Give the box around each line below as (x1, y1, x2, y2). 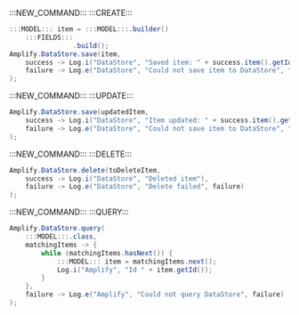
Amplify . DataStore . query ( (9, 224, 105, 233)
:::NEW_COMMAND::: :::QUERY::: (9, 206, 129, 217)
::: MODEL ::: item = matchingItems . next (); (56, 257, 217, 266)
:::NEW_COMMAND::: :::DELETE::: (9, 149, 132, 159)
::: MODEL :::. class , (25, 232, 98, 241)
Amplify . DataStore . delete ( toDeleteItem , (9, 166, 162, 174)
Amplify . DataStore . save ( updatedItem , (9, 108, 149, 117)
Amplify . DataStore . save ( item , (9, 49, 122, 59)
